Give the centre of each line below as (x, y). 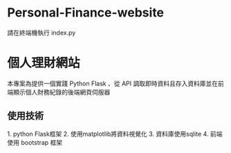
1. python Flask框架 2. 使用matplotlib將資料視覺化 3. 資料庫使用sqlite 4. (108, 134)
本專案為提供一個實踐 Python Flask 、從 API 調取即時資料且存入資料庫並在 (113, 83)
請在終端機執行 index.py (41, 32)
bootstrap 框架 (41, 142)
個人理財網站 (44, 63)
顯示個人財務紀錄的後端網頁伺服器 (62, 92)
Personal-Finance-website (86, 13)
